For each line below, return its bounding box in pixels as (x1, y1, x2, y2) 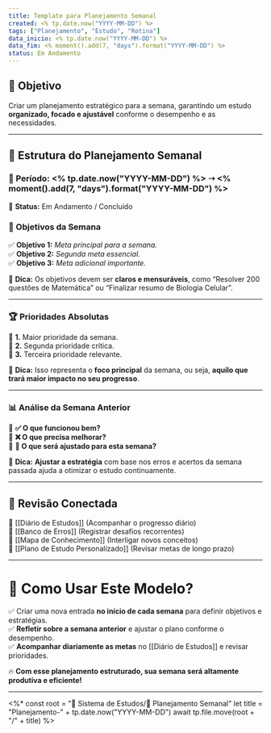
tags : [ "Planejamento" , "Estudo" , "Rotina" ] (8, 27, 161, 35)
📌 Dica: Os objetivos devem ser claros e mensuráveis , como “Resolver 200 (8, 274, 261, 283)
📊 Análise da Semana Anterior (8, 402, 131, 413)
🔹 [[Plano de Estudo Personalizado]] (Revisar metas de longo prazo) (8, 544, 235, 554)
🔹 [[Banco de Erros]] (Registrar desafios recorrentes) (8, 526, 185, 537)
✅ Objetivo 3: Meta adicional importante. (8, 258, 147, 267)
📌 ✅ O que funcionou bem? (8, 423, 101, 433)
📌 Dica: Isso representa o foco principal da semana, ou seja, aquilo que (8, 365, 248, 375)
